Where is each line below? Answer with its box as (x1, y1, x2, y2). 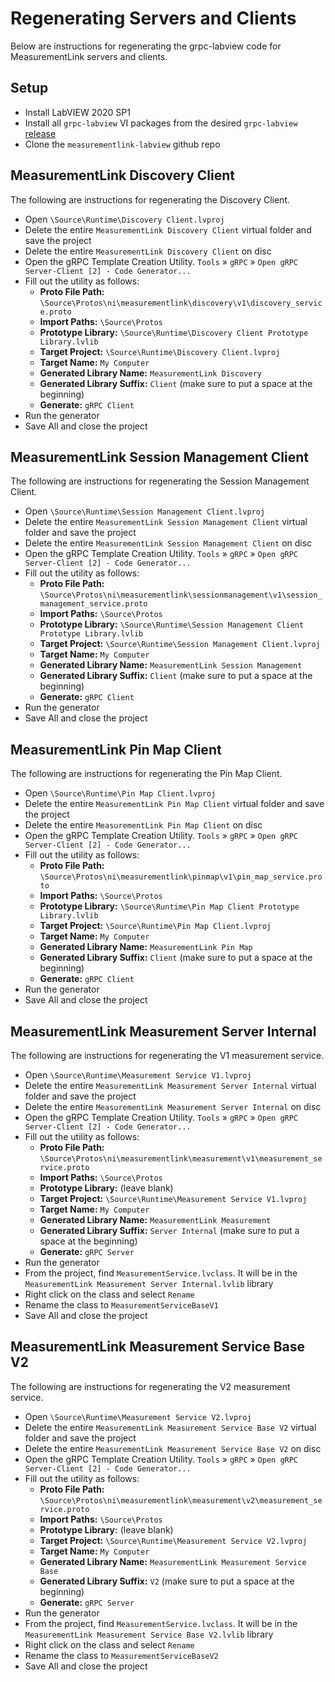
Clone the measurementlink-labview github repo (24, 138, 221, 150)
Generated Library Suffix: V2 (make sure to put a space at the (39, 1575, 295, 1587)
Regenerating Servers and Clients (10, 7, 297, 30)
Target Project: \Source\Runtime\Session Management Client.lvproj (39, 638, 321, 650)
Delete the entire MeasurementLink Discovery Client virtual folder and (24, 223, 312, 236)
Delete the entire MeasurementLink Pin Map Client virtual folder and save (24, 798, 325, 810)
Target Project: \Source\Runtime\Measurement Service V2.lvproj (39, 1534, 308, 1546)
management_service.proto (39, 599, 148, 609)
